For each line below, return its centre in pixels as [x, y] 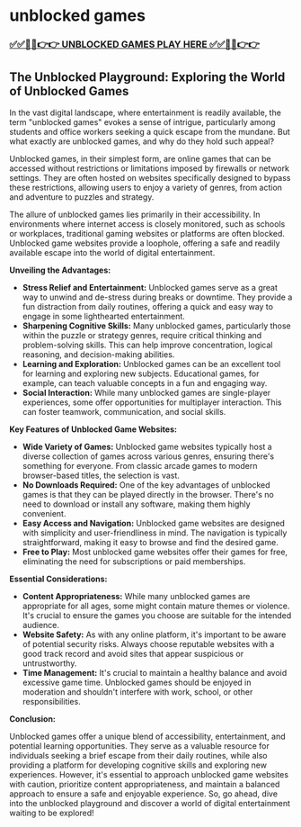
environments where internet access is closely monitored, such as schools [147, 224]
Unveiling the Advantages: [60, 270]
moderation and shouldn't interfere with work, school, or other [137, 692]
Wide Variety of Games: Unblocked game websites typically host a [147, 446]
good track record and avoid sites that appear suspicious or [133, 653]
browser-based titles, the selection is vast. [101, 475]
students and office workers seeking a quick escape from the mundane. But [150, 131]
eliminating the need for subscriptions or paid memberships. [134, 561]
